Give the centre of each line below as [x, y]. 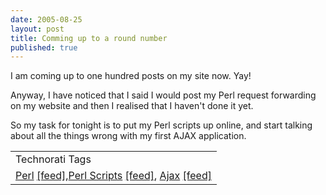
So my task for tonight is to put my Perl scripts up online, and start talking [161, 125]
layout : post [37, 29]
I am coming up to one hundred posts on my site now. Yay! [131, 76]
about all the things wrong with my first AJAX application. [128, 136]
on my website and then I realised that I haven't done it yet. [132, 106]
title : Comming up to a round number [89, 38]
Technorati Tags [53, 159]
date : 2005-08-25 [46, 19]
